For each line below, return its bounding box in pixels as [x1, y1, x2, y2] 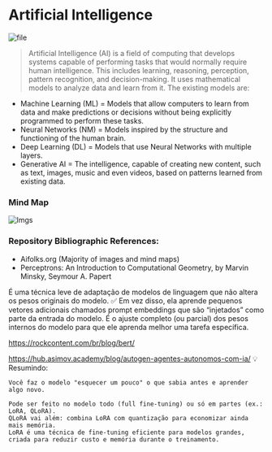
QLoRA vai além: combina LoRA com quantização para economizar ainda [8, 414, 249, 422]
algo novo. [8, 385, 45, 393]
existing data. [19, 176, 66, 186]
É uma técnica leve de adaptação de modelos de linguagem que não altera [8, 287, 258, 297]
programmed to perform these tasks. [19, 115, 145, 125]
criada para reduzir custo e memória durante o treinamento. [8, 435, 220, 444]
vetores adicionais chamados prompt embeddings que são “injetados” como [8, 305, 265, 315]
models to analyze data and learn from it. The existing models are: [28, 83, 250, 93]
